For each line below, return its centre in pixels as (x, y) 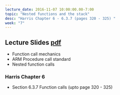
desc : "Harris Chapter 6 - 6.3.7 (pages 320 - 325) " (60, 18)
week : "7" (15, 23)
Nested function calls (33, 64)
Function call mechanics (36, 54)
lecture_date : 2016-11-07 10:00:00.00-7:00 (50, 9)
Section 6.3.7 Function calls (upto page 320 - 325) (62, 87)
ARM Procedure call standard (41, 59)
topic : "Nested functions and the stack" (47, 14)
